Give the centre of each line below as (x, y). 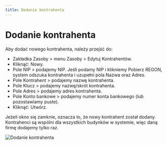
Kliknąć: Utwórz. (30, 107)
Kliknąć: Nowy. (28, 64)
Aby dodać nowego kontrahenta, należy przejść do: (59, 49)
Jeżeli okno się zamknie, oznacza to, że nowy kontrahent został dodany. (80, 117)
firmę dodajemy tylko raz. (32, 127)
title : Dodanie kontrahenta (35, 10)
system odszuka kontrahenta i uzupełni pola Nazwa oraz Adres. (79, 75)
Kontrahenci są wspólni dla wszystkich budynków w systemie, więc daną (81, 122)
